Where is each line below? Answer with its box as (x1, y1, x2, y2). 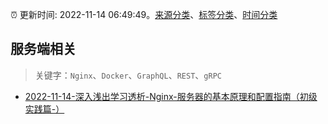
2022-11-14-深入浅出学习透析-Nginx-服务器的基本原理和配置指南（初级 (24, 90, 318, 102)
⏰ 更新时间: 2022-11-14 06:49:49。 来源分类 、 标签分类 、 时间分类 (10, 9, 278, 20)
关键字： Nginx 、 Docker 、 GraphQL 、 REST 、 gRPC (34, 69, 222, 81)
